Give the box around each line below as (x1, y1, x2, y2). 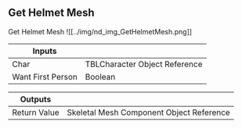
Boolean (85, 71, 116, 82)
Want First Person (12, 71, 78, 82)
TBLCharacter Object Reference (85, 59, 203, 69)
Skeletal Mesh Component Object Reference (66, 107, 231, 118)
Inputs (32, 45, 57, 56)
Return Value (12, 107, 60, 118)
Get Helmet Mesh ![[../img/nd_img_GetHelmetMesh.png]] (8, 27, 193, 36)
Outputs (20, 94, 52, 105)
